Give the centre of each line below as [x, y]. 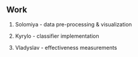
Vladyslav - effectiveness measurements [66, 47]
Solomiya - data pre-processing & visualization [73, 24]
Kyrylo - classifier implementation [57, 36]
